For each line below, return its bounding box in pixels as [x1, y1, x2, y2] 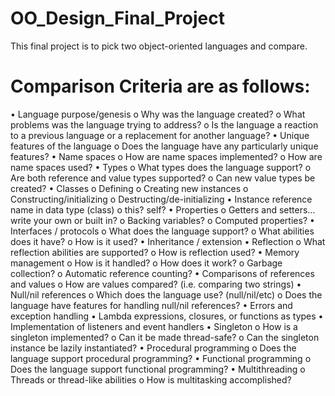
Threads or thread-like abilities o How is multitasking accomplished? [10, 373, 292, 386]
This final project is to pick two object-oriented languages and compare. [10, 40, 308, 52]
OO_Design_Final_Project [10, 7, 225, 30]
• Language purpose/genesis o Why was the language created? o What [10, 108, 306, 120]
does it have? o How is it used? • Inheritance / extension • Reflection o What [10, 235, 326, 247]
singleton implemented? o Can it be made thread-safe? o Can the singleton [10, 331, 320, 343]
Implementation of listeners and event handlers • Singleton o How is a [10, 320, 298, 332]
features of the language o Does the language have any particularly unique [10, 140, 319, 152]
